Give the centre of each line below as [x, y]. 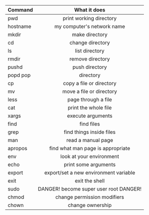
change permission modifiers [90, 197]
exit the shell [90, 181]
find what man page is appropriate [90, 148]
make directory [90, 34]
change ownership [90, 205]
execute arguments [90, 116]
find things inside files [90, 132]
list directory [90, 51]
